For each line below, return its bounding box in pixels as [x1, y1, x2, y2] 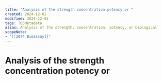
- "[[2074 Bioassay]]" [5, 34, 51, 39]
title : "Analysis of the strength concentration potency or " [5, 7, 133, 12]
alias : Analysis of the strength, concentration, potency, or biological [5, 25, 158, 30]
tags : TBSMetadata [5, 20, 42, 26]
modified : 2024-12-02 [5, 16, 49, 21]
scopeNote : [5, 30, 27, 34]
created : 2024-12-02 [5, 12, 47, 16]
